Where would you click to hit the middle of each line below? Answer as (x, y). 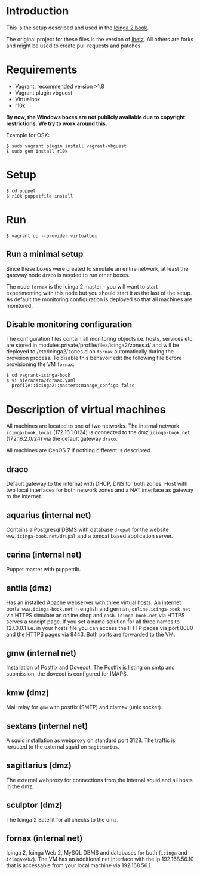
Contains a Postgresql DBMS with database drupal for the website (87, 529)
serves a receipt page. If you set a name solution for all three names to (93, 622)
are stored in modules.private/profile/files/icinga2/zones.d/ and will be (93, 345)
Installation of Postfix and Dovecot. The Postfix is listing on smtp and (90, 667)
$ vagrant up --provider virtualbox (52, 236)
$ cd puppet (21, 191)
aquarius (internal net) (49, 515)
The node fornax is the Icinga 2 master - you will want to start (82, 286)
